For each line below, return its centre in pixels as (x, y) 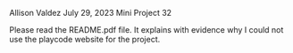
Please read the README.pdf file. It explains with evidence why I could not (146, 30)
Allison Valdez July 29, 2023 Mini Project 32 (91, 13)
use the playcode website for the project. (85, 39)
